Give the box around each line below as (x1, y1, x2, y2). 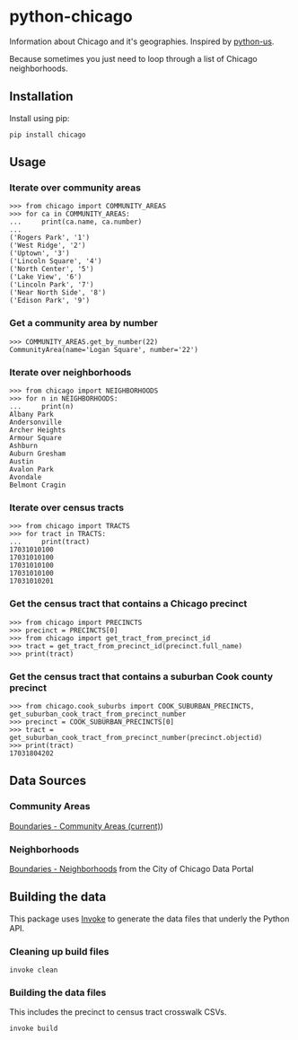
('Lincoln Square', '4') (9, 257, 102, 266)
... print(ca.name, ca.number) (9, 217, 143, 226)
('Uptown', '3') (9, 249, 70, 258)
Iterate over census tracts (9, 501, 124, 514)
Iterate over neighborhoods (9, 366, 132, 378)
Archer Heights (9, 426, 66, 435)
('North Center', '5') (9, 265, 94, 274)
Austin (9, 457, 34, 466)
